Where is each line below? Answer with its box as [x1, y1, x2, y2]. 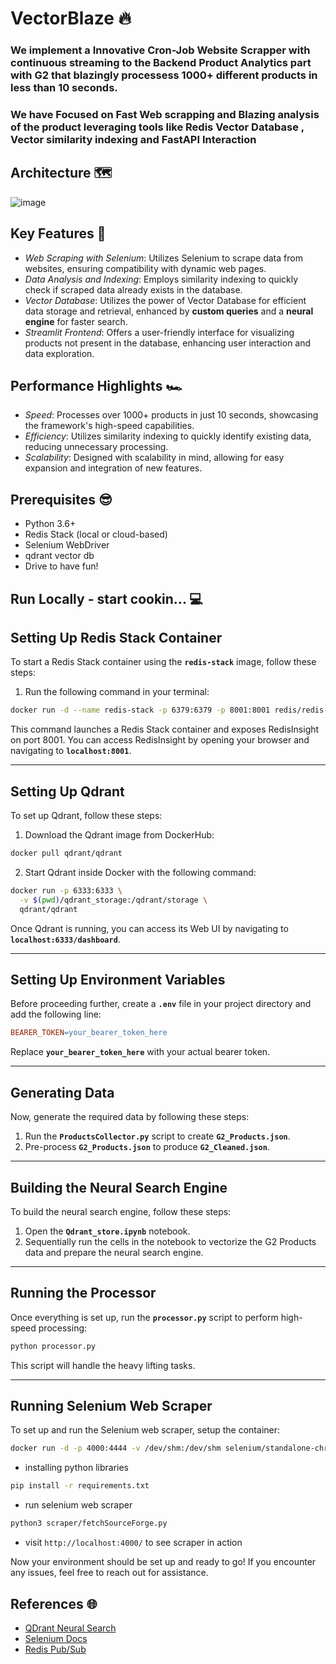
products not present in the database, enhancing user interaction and [24, 337, 312, 349]
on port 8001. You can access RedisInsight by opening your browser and [10, 734, 310, 746]
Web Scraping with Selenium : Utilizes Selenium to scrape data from [24, 252, 303, 264]
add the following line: [10, 1008, 102, 1021]
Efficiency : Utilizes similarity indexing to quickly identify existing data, [24, 430, 312, 442]
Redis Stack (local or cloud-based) [24, 528, 168, 541]
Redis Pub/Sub [24, 1643, 87, 1655]
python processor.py [10, 1341, 97, 1351]
